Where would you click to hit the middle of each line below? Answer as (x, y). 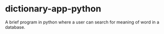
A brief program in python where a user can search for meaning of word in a (82, 22)
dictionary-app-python (53, 9)
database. (15, 27)
